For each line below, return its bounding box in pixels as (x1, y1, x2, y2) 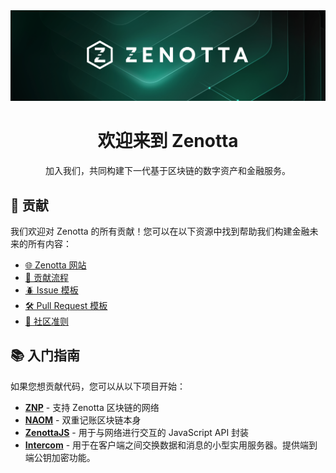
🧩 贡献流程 (24, 271, 69, 283)
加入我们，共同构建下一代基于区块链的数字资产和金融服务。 (45, 165, 291, 177)
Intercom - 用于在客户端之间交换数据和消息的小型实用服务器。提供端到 (24, 439, 318, 451)
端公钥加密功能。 (24, 451, 96, 463)
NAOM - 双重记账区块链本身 (24, 414, 142, 426)
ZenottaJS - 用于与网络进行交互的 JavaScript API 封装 (24, 426, 250, 438)
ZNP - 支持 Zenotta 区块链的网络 (24, 401, 160, 413)
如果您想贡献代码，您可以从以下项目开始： (10, 380, 186, 392)
